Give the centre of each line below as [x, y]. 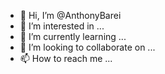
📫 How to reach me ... [66, 58]
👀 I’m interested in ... [62, 26]
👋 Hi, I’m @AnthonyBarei [70, 15]
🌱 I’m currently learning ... [73, 36]
